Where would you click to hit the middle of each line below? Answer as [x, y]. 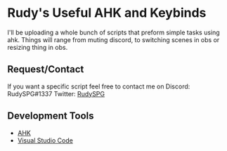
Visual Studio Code [45, 140]
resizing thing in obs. [38, 47]
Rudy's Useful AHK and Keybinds [107, 13]
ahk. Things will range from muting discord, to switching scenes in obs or [113, 39]
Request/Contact [46, 69]
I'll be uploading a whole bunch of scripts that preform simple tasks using [113, 32]
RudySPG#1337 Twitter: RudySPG [56, 93]
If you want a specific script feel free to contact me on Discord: [99, 86]
